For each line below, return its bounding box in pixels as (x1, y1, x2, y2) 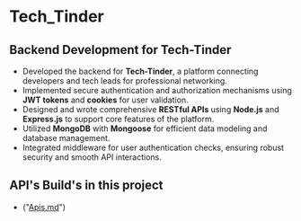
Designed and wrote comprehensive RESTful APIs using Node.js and (22, 104, 280, 114)
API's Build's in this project (9, 178, 164, 193)
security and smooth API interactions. (22, 152, 162, 163)
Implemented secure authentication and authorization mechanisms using (22, 85, 292, 95)
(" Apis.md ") (22, 201, 66, 212)
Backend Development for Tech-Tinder (9, 42, 232, 57)
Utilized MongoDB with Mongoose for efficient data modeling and (22, 123, 268, 134)
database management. (22, 133, 111, 143)
